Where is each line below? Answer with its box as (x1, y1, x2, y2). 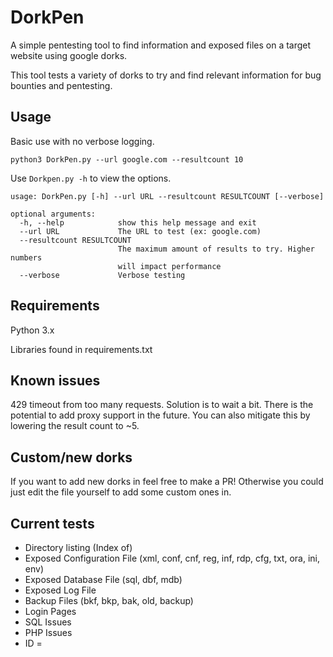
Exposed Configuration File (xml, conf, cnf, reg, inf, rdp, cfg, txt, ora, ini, (24, 552, 320, 564)
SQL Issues (24, 616, 72, 628)
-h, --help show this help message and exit (19, 217, 257, 228)
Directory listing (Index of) (24, 542, 133, 553)
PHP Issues (24, 627, 73, 638)
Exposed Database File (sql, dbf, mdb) (24, 574, 183, 585)
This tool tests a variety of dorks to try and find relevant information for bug (10, 69, 322, 81)
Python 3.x (10, 324, 55, 336)
